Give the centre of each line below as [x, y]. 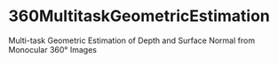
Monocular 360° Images [52, 49]
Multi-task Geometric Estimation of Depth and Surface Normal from [131, 40]
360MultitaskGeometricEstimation [139, 16]
